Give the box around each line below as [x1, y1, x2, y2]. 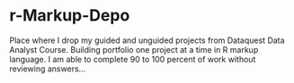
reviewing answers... [9, 63, 86, 74]
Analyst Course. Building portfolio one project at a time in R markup [9, 44, 259, 54]
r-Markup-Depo [9, 5, 130, 26]
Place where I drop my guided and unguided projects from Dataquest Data [9, 35, 285, 46]
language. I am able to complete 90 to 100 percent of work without [9, 54, 256, 64]
